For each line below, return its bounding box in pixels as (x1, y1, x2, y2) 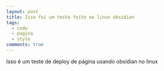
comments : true (6, 42, 44, 48)
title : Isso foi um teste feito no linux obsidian (6, 14, 135, 20)
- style (11, 36, 31, 42)
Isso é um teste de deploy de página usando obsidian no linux (6, 57, 158, 65)
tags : (6, 20, 20, 25)
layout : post (6, 8, 39, 15)
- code (11, 25, 28, 31)
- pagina (11, 31, 33, 37)
